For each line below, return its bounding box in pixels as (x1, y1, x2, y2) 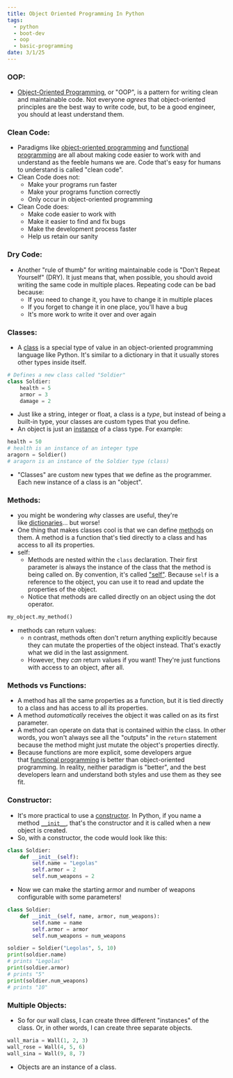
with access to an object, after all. (27, 663, 124, 671)
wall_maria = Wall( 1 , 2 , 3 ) (7, 1037, 89, 1044)
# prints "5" (7, 971, 45, 978)
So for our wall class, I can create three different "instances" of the (17, 1016, 209, 1024)
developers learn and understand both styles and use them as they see (17, 770, 222, 779)
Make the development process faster (27, 225, 137, 234)
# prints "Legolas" (7, 958, 64, 965)
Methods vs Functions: (7, 681, 87, 690)
